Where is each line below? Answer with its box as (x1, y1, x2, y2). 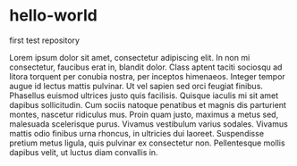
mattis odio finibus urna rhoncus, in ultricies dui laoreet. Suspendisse (9, 128, 265, 138)
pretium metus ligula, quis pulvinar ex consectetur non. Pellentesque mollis (9, 137, 285, 148)
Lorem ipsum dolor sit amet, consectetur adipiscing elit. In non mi (9, 52, 250, 62)
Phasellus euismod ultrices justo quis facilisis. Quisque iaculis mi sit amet (9, 90, 279, 101)
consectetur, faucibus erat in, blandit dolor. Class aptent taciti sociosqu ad (9, 62, 283, 72)
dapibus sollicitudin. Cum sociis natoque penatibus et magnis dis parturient (9, 99, 286, 110)
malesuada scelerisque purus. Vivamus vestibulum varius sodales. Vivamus (9, 118, 288, 129)
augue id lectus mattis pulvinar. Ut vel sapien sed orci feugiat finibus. (9, 80, 264, 91)
